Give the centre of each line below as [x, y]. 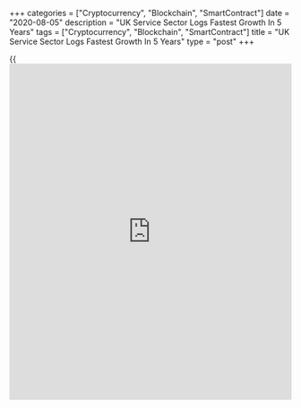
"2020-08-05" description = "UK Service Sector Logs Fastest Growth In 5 [146, 22]
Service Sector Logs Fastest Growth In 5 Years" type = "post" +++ [132, 41]
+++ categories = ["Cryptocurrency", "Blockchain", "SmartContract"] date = [150, 13]
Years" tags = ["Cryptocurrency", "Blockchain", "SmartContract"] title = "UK [150, 32]
